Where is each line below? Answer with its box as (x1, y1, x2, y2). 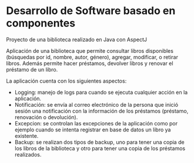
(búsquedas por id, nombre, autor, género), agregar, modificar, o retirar (6, 53, 178, 60)
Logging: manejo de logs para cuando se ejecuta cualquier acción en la (14, 89, 188, 96)
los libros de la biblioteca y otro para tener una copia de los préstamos (14, 145, 186, 152)
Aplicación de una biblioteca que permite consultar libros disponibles (6, 47, 173, 54)
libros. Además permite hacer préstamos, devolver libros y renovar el (6, 60, 173, 67)
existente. (14, 132, 39, 139)
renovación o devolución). (14, 113, 78, 121)
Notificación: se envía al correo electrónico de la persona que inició (14, 101, 178, 108)
